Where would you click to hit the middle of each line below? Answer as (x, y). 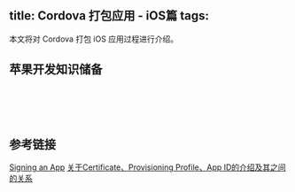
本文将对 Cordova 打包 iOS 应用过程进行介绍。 (94, 39)
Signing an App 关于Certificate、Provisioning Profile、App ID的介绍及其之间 (147, 167)
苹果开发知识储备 (56, 69)
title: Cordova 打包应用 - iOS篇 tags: (109, 16)
